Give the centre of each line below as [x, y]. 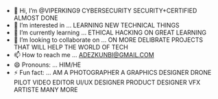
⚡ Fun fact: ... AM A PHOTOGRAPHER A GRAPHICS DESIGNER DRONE [112, 73]
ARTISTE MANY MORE [46, 90]
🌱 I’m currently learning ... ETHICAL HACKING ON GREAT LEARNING [110, 32]
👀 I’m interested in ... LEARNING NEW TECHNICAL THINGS [96, 25]
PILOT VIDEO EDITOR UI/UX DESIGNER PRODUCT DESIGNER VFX [107, 82]
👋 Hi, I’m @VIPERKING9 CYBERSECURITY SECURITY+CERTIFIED [105, 11]
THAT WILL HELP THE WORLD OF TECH [71, 47]
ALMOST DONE [36, 18]
